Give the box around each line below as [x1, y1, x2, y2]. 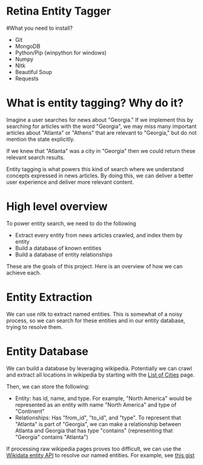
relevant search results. [6, 154, 65, 161]
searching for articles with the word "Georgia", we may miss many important [6, 123, 197, 130]
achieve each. [6, 269, 41, 276]
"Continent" [15, 407, 45, 415]
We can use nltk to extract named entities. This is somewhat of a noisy [6, 310, 183, 317]
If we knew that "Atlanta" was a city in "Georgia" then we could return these [6, 147, 196, 154]
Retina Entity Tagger [6, 4, 111, 18]
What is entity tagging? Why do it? [6, 96, 184, 110]
